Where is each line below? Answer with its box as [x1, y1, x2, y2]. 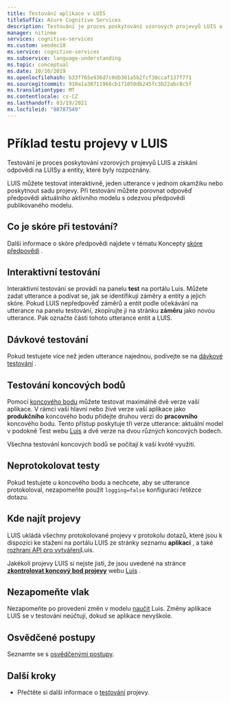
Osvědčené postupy [7, 631, 96, 643]
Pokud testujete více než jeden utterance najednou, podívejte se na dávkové [7, 352, 223, 360]
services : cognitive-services [7, 36, 94, 43]
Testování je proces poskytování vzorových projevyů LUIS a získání [7, 158, 198, 166]
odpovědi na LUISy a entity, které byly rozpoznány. [7, 166, 151, 174]
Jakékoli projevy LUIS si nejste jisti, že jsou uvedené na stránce [7, 559, 187, 567]
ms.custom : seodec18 [7, 42, 67, 49]
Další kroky [7, 670, 56, 682]
